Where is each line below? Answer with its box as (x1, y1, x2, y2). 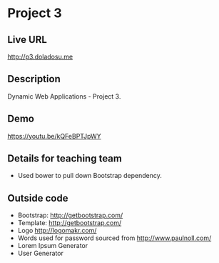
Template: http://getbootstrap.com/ (17, 219, 122, 227)
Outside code (7, 192, 68, 204)
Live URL (7, 34, 48, 46)
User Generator (17, 249, 64, 258)
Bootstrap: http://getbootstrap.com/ (17, 211, 123, 219)
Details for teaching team (7, 152, 123, 165)
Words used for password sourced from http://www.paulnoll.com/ (17, 234, 212, 242)
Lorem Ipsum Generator (17, 242, 88, 250)
